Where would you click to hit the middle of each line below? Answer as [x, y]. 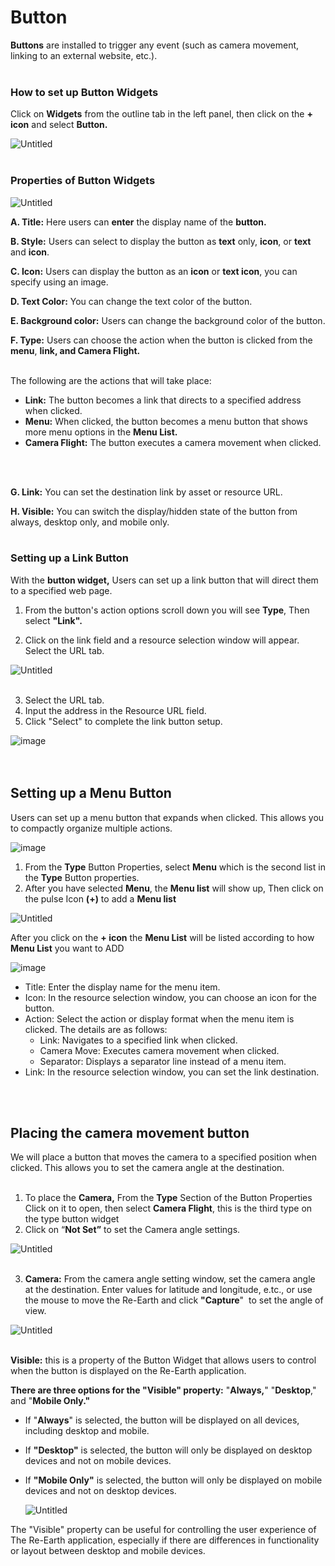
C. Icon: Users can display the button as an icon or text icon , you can [154, 271]
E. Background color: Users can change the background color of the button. [168, 320]
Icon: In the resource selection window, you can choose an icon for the [170, 997]
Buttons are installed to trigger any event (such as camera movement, [155, 45]
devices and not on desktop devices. [100, 1491]
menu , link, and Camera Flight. [75, 350]
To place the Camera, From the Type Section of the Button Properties [168, 1198]
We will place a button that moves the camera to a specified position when [163, 1157]
